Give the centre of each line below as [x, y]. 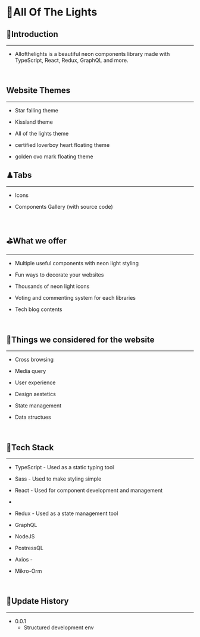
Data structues [33, 417]
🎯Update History [37, 601]
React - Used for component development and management [89, 491]
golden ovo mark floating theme [54, 156]
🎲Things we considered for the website [80, 339]
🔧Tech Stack [30, 448]
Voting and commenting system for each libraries [75, 298]
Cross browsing [34, 360]
